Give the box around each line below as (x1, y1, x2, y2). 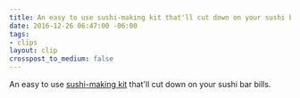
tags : (9, 29, 29, 38)
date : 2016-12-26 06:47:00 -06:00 (9, 21, 138, 30)
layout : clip (9, 46, 58, 55)
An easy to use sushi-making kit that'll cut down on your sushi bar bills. (9, 79, 271, 89)
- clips (9, 37, 38, 47)
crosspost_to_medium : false (9, 54, 114, 63)
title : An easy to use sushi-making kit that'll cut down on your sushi (9, 12, 286, 22)
